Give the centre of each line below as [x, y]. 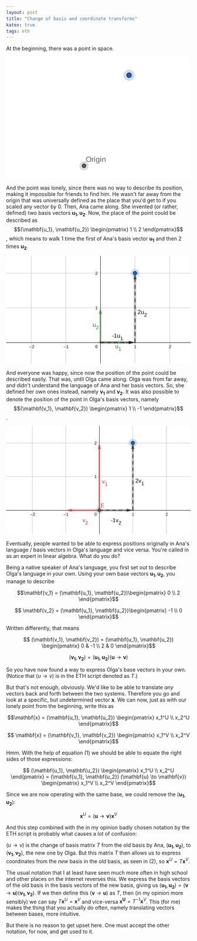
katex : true [21, 25]
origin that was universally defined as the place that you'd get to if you [91, 200]
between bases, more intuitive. [43, 914]
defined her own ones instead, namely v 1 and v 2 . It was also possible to [93, 393]
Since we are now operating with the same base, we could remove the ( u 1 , [96, 795]
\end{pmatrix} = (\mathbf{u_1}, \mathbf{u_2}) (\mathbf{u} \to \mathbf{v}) [98, 777]
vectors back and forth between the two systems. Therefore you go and [93, 694]
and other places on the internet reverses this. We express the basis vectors [98, 879]
